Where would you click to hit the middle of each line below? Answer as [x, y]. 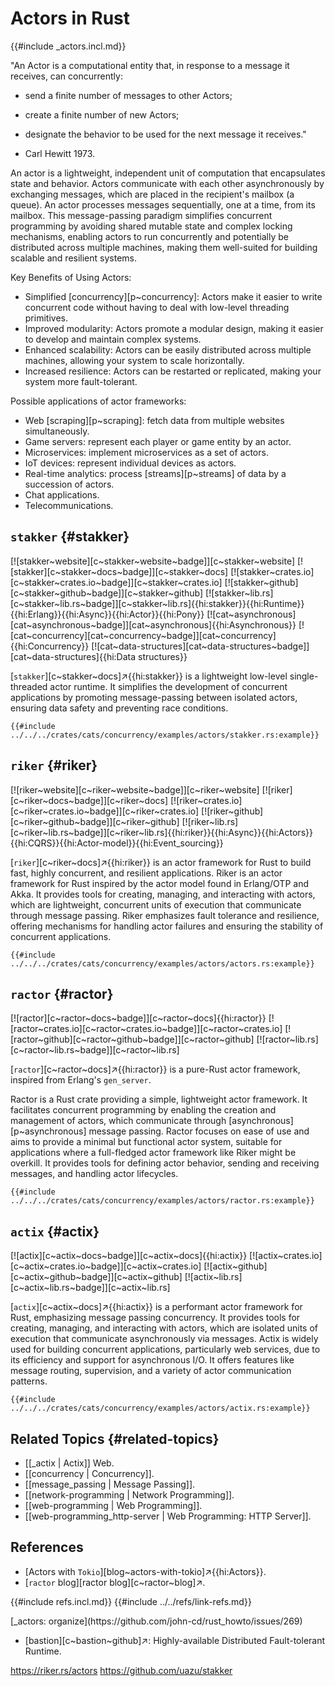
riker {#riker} [54, 765]
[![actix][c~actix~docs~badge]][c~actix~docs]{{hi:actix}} [129, 1256]
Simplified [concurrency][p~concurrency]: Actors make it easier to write [173, 296]
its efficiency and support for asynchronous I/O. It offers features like [152, 1360]
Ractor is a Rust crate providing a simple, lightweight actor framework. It [159, 1099]
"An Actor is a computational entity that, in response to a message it [150, 65]
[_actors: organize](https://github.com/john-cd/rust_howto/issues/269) [156, 1621]
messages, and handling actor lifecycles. [94, 1174]
